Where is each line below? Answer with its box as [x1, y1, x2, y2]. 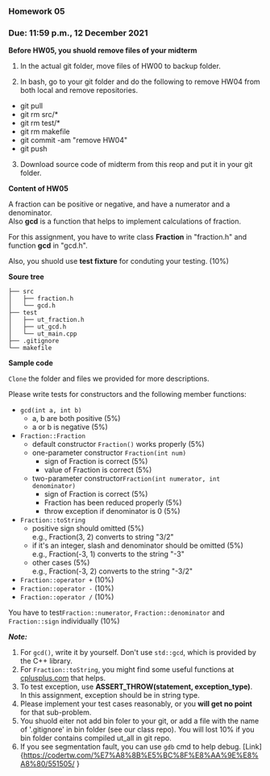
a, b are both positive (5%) [31, 414, 121, 423]
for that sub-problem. [19, 707, 92, 717]
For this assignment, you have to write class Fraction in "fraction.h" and [8, 232, 247, 242]
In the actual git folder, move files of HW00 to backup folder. [19, 61, 222, 71]
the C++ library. [19, 656, 73, 666]
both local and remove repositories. [19, 86, 139, 95]
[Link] [243, 742, 262, 752]
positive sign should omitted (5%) [31, 524, 144, 533]
